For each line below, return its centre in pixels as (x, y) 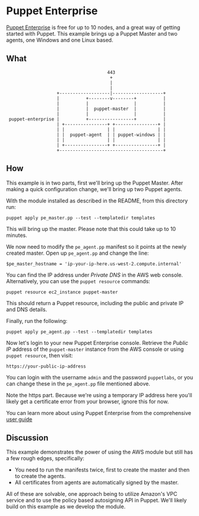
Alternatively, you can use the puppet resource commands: (78, 281)
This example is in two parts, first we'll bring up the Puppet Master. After (95, 183)
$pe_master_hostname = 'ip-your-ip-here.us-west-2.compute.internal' (94, 264)
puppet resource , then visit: (40, 355)
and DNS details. (27, 309)
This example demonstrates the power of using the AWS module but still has (99, 452)
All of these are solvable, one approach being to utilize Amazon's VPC (92, 494)
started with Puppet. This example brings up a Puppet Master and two (92, 33)
